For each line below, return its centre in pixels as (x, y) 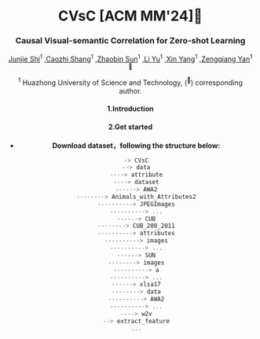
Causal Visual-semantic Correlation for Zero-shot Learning (130, 41)
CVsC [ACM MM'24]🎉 (130, 16)
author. (130, 90)
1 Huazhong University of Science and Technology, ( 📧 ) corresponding (130, 82)
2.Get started (130, 127)
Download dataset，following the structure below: (136, 146)
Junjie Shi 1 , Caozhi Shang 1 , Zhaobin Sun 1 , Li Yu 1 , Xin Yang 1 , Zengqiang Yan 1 (130, 58)
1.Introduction (130, 109)
